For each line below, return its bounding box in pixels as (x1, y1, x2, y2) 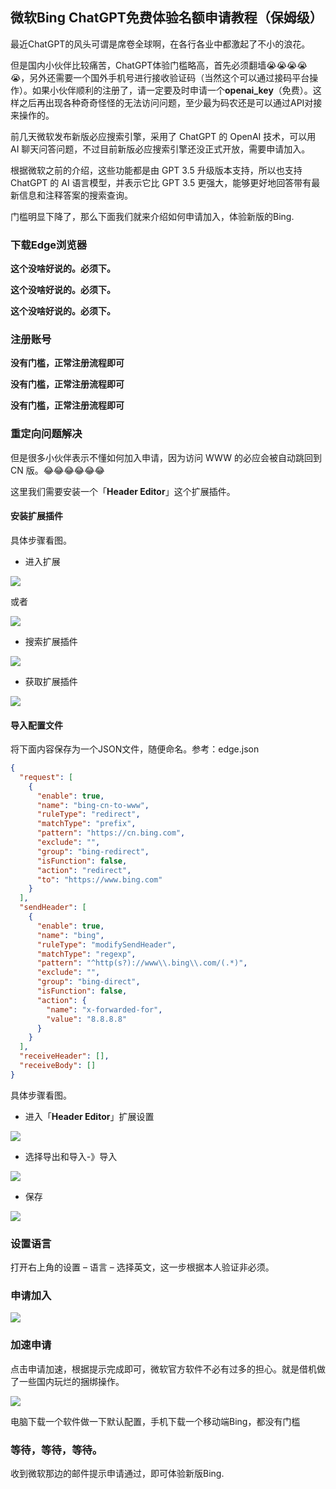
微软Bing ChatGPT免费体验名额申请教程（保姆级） (10, 9, 323, 27)
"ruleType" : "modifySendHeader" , (36, 939, 177, 950)
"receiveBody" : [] (19, 1061, 97, 1071)
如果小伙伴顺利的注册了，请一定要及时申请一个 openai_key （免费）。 (31, 84, 313, 96)
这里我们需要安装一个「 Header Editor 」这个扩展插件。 (10, 485, 236, 497)
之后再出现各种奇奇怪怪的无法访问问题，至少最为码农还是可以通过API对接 (18, 96, 323, 108)
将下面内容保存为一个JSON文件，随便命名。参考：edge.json (10, 743, 260, 755)
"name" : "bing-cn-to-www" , (36, 800, 150, 810)
